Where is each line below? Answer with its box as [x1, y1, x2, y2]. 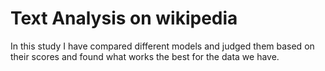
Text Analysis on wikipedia [10, 7, 238, 30]
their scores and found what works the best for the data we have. [10, 50, 280, 62]
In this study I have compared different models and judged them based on [10, 40, 315, 52]
